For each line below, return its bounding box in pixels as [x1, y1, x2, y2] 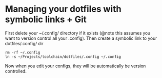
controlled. [5, 68, 27, 74]
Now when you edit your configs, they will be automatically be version [5, 63, 146, 69]
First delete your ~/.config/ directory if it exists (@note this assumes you [5, 30, 150, 36]
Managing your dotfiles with [5, 3, 121, 15]
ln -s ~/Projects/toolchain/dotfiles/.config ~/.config [5, 54, 121, 59]
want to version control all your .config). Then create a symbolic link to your [5, 35, 157, 41]
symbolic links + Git [5, 14, 87, 25]
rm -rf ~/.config [5, 50, 40, 55]
